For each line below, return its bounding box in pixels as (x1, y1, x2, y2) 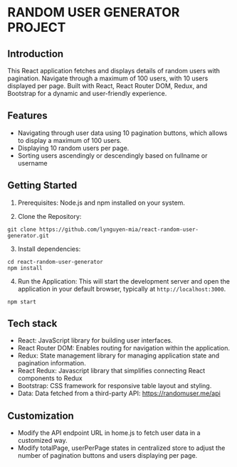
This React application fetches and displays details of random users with (7, 67, 221, 75)
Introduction (7, 48, 64, 60)
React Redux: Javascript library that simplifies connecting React (17, 367, 206, 375)
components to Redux (17, 374, 83, 382)
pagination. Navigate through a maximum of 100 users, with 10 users (7, 74, 209, 82)
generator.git (7, 232, 50, 239)
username (17, 159, 48, 167)
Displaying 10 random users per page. (17, 144, 130, 152)
